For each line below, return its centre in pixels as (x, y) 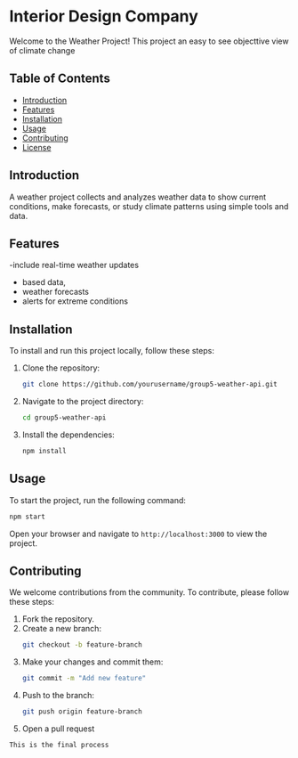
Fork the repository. (58, 619)
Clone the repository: (61, 368)
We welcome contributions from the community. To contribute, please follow (149, 592)
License (36, 147)
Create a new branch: (62, 629)
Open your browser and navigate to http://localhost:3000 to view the (138, 534)
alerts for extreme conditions (75, 301)
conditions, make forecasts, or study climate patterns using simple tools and (149, 206)
